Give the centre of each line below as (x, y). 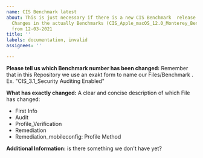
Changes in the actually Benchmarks (58, 23)
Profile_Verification (38, 123)
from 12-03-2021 (32, 29)
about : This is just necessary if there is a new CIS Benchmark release (101, 18)
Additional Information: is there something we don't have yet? (84, 148)
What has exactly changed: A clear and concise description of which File (98, 93)
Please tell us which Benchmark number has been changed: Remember (97, 68)
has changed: (23, 99)
